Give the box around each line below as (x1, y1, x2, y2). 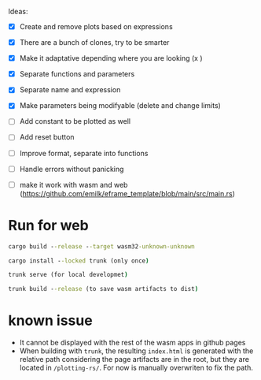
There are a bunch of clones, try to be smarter (19, 38, 170, 47)
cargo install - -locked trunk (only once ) (8, 256, 149, 265)
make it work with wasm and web (19, 180, 128, 189)
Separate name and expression (19, 85, 121, 95)
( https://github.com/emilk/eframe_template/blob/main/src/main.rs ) (19, 188, 236, 198)
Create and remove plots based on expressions (19, 22, 173, 31)
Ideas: (8, 7, 28, 16)
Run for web (8, 216, 89, 234)
